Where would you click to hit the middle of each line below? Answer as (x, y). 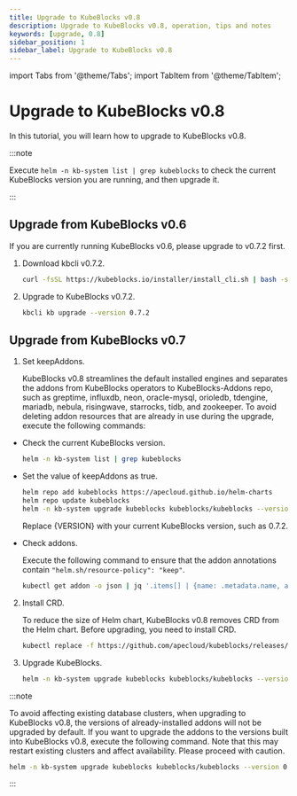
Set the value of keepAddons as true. (90, 476)
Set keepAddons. (54, 362)
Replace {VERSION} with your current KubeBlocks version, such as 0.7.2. (155, 526)
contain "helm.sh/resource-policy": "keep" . (103, 569)
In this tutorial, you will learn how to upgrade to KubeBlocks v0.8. (128, 136)
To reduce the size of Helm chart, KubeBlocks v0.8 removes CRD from (150, 620)
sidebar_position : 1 (47, 42)
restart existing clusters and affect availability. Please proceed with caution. (147, 751)
